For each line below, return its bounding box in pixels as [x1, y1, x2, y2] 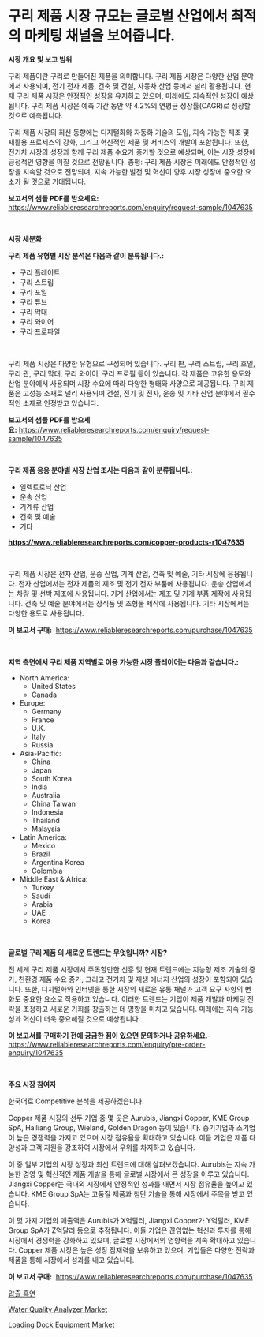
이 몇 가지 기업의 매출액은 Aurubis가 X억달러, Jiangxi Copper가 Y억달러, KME [8, 1215, 250, 1225]
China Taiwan [31, 799, 76, 808]
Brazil [31, 849, 50, 859]
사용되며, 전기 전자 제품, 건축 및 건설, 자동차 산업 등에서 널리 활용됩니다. [22, 81, 243, 91]
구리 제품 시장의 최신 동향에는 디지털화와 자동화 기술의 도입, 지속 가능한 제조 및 [8, 127, 250, 137]
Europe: [19, 698, 46, 707]
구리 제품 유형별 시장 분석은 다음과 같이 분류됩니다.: [8, 250, 164, 260]
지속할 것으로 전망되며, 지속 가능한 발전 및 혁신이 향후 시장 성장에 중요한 [22, 167, 244, 176]
